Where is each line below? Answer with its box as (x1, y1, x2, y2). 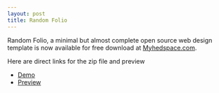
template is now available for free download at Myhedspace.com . (7, 43, 197, 52)
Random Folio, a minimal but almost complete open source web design (7, 36, 213, 44)
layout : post (7, 10, 46, 17)
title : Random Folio (7, 17, 68, 24)
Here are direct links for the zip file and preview (7, 57, 146, 65)
